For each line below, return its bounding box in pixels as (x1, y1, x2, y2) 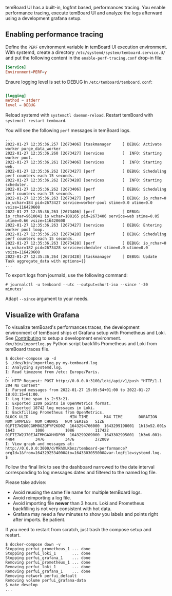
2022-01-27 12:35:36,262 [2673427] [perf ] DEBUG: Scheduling (5, 169, 167, 174)
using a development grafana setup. (5, 15, 82, 21)
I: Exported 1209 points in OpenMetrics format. (5, 401, 111, 406)
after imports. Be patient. (12, 516, 66, 523)
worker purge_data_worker (5, 146, 61, 152)
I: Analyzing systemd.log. (5, 365, 63, 370)
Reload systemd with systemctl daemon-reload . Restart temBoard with (5, 112, 154, 118)
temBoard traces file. (5, 346, 50, 352)
